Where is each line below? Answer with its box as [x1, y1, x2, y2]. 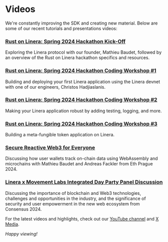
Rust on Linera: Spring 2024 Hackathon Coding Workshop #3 [5, 120, 158, 127]
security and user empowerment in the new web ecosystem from [5, 200, 140, 206]
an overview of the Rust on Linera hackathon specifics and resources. [5, 55, 150, 61]
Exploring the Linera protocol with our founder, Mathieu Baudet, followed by [5, 49, 162, 56]
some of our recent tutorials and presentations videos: [5, 25, 118, 31]
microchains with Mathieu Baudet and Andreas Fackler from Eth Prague [5, 161, 153, 167]
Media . [5, 221, 20, 227]
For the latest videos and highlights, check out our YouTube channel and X [5, 215, 159, 221]
